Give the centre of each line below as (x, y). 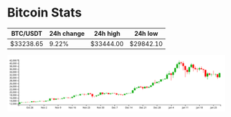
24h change (67, 34)
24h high (107, 34)
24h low (146, 34)
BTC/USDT (27, 34)
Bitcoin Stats (45, 13)
